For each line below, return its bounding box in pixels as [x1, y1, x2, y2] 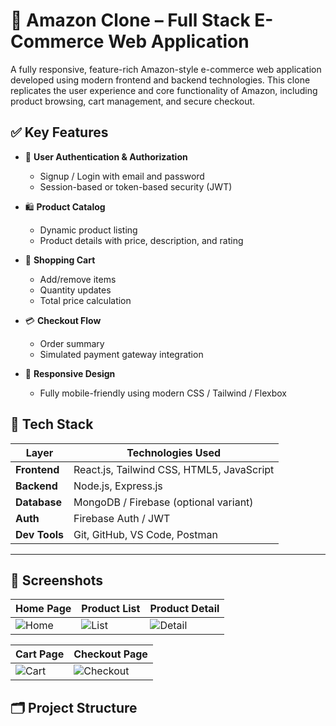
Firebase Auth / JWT [73, 511, 171, 525]
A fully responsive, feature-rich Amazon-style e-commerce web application [10, 63, 322, 75]
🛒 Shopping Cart [24, 254, 96, 266]
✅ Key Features [10, 124, 109, 141]
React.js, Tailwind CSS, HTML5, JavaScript [73, 462, 275, 476]
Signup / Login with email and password [39, 170, 205, 182]
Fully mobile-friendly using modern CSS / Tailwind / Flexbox [39, 387, 287, 399]
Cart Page [15, 647, 65, 661]
